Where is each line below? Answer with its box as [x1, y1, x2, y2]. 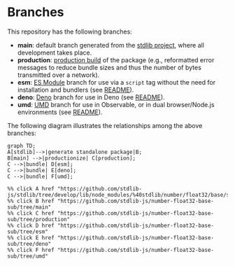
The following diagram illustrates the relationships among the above [7, 121, 203, 129]
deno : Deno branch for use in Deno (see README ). [17, 92, 166, 101]
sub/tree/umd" [7, 253, 49, 260]
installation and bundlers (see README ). [17, 85, 134, 94]
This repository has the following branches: [7, 27, 133, 36]
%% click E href [7, 234, 55, 241]
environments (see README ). [17, 108, 103, 116]
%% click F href [7, 246, 55, 253]
